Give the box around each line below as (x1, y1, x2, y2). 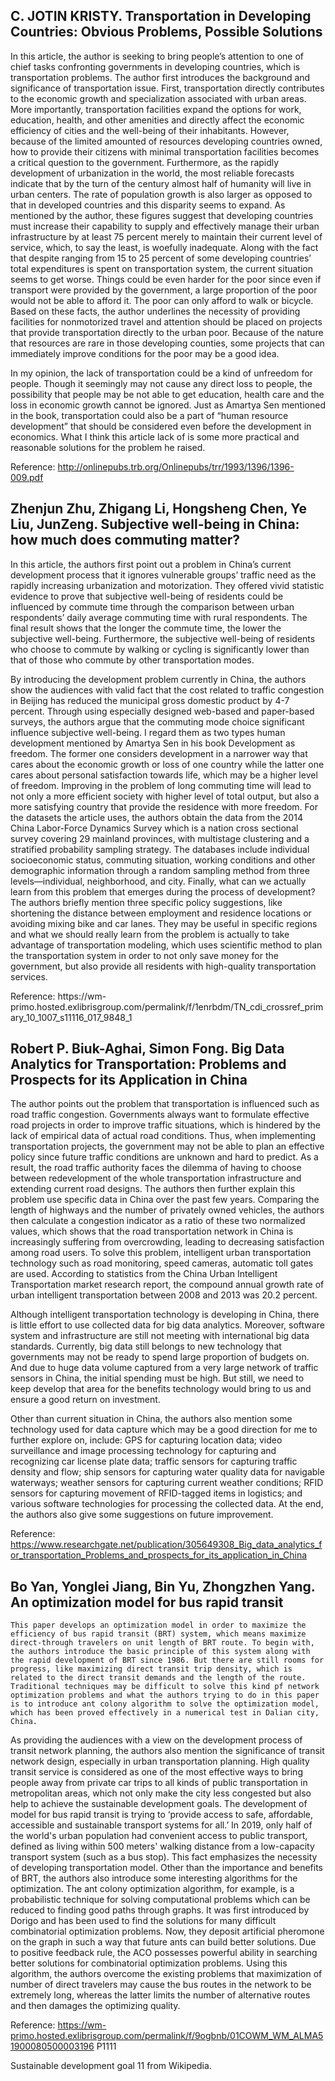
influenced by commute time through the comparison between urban (10, 600, 295, 613)
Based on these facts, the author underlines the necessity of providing (10, 305, 301, 317)
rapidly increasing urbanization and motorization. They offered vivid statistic (10, 579, 325, 591)
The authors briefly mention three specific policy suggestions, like (10, 896, 283, 908)
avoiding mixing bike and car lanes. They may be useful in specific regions (10, 917, 318, 929)
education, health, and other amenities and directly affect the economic (10, 114, 305, 126)
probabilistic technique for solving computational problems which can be (10, 1894, 311, 1906)
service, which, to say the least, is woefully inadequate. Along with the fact (10, 241, 319, 253)
